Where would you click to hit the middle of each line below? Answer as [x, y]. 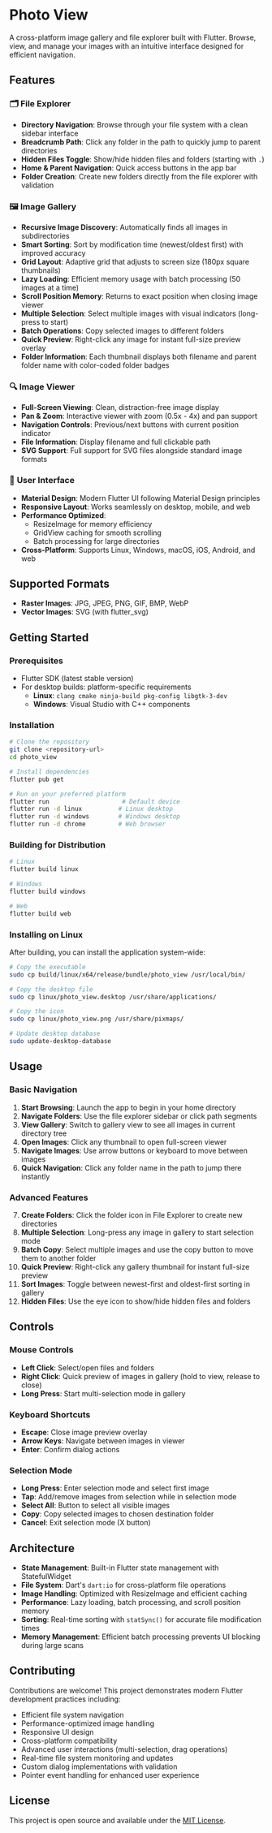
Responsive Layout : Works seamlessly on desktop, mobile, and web [136, 507]
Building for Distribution [58, 844]
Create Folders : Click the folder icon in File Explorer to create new [132, 1214]
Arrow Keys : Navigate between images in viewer [103, 1441]
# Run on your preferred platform [68, 794]
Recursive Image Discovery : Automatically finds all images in [124, 227]
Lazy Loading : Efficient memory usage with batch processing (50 [131, 278]
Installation [32, 725]
